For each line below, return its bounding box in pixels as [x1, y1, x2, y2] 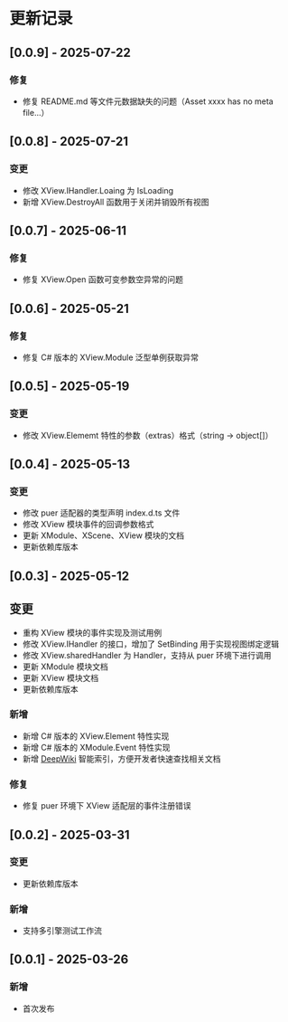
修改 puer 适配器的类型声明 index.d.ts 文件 [22, 507, 181, 518]
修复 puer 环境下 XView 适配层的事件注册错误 [22, 800, 191, 811]
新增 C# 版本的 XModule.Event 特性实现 [22, 742, 171, 752]
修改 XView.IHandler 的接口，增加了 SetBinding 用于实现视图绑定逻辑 [22, 639, 280, 649]
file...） [22, 107, 50, 118]
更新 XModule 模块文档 [22, 661, 108, 672]
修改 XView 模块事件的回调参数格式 [22, 519, 154, 530]
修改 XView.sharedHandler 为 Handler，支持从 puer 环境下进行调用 [22, 649, 272, 660]
